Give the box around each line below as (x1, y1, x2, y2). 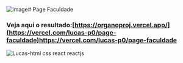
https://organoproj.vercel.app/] (74, 21, 170, 29)
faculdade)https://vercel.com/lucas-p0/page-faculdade (6, 36, 178, 44)
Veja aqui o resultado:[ (6, 21, 75, 29)
